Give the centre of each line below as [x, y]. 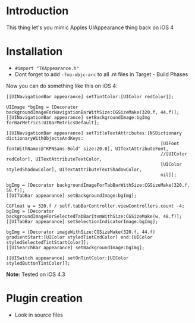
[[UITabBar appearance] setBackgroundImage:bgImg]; [71, 195]
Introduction [37, 11]
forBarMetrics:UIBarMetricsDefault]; [53, 123]
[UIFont [170, 143]
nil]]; [169, 175]
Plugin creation [45, 298]
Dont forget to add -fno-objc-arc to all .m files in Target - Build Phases [101, 74]
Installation [34, 51]
